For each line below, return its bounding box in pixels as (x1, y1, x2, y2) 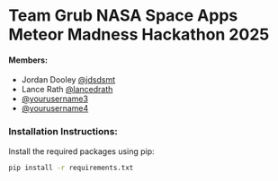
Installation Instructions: (8, 125, 119, 138)
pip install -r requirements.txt (8, 163, 134, 172)
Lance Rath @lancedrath (21, 84, 113, 95)
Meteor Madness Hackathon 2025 (8, 24, 270, 45)
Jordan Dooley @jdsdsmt (21, 74, 116, 85)
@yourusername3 (21, 93, 89, 104)
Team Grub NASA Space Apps (8, 5, 238, 26)
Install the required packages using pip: (8, 145, 155, 157)
